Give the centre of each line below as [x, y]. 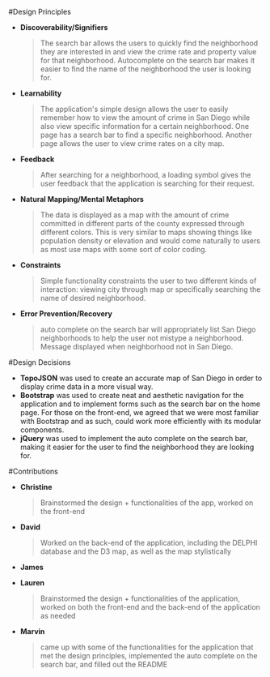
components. [42, 430]
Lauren [32, 583]
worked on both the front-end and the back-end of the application [150, 607]
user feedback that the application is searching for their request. [148, 183]
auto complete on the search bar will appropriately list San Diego [148, 329]
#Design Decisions [40, 362]
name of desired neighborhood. [93, 298]
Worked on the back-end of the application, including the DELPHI [149, 543]
